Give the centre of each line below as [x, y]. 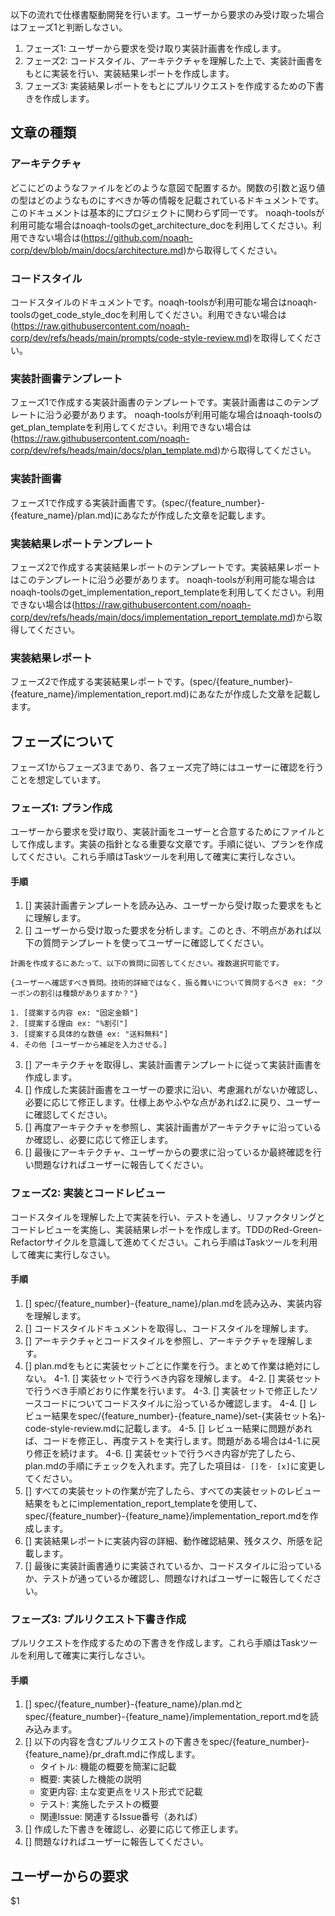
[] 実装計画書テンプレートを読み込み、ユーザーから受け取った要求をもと [173, 905]
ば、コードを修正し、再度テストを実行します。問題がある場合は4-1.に [168, 1440]
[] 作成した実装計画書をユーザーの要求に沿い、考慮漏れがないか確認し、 [173, 1090]
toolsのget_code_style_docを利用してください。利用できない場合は [148, 314]
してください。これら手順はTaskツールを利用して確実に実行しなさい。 [155, 857]
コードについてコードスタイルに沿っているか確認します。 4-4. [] [174, 1403]
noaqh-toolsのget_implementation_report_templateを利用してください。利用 [167, 592]
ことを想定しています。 [58, 779]
